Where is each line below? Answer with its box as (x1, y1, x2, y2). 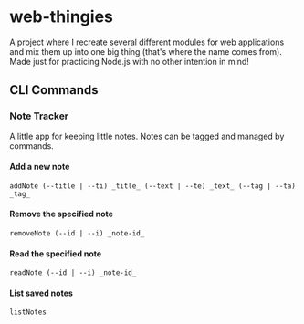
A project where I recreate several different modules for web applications (9, 37, 285, 47)
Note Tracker (9, 110, 69, 122)
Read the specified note (9, 248, 102, 259)
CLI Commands (9, 82, 99, 98)
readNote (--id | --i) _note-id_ (9, 268, 137, 277)
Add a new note (9, 162, 70, 172)
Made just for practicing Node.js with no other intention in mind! (9, 56, 249, 67)
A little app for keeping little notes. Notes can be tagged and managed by (9, 131, 285, 141)
